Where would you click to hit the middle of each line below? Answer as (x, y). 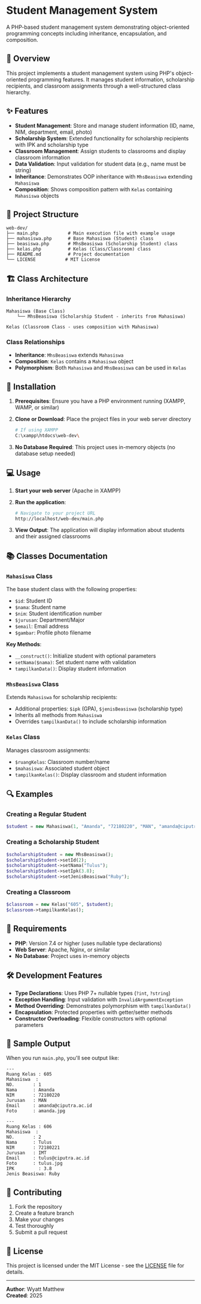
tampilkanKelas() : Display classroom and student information (91, 775)
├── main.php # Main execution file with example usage (91, 234)
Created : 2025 (25, 1296)
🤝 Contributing (34, 1192)
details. (15, 1272)
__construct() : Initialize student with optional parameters (86, 656)
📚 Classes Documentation (57, 556)
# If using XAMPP (36, 430)
